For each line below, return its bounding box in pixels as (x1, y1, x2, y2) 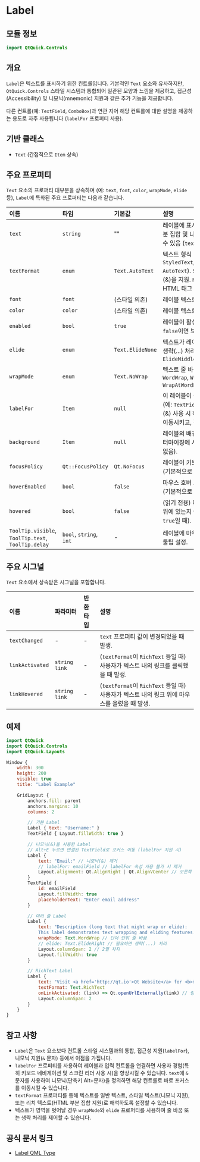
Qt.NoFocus (114, 463, 145, 470)
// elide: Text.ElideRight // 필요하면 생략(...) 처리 (37, 941, 167, 947)
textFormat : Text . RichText (37, 985, 105, 991)
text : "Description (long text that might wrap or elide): (37, 924, 187, 930)
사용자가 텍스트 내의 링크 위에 (99, 691, 178, 699)
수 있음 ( (162, 239, 185, 248)
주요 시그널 (6, 562, 45, 572)
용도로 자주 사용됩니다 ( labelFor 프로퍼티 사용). (12, 114, 124, 122)
